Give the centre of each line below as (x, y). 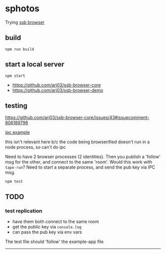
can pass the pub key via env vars (47, 232)
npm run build (20, 49)
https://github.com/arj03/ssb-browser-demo (58, 90)
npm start (15, 76)
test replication (24, 211)
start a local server (35, 64)
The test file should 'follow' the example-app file (54, 242)
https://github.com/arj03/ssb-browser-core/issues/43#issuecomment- (77, 118)
